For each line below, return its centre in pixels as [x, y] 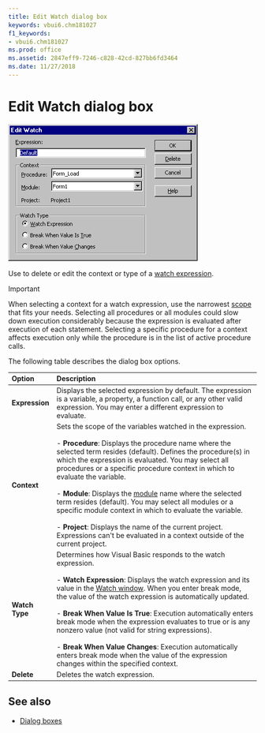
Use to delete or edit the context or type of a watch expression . [111, 273]
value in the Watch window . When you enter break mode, [149, 589]
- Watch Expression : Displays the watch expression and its [153, 580]
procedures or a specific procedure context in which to [146, 468]
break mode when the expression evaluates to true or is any [153, 622]
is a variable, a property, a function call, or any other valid [149, 398]
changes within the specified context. [118, 664]
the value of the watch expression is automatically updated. [153, 596]
